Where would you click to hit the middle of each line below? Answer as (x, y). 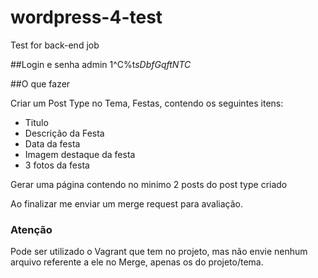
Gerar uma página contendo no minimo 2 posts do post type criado (149, 184)
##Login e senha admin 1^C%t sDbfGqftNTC (101, 64)
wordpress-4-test (86, 17)
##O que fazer (40, 83)
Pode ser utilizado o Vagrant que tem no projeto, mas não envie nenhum (159, 252)
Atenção (31, 229)
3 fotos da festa (57, 165)
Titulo (36, 122)
